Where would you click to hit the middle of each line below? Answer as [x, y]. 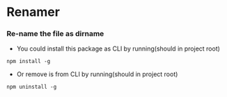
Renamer [33, 12]
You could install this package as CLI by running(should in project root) [118, 48]
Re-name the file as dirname [55, 34]
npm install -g [29, 62]
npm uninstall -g [32, 87]
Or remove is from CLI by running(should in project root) [97, 74]
